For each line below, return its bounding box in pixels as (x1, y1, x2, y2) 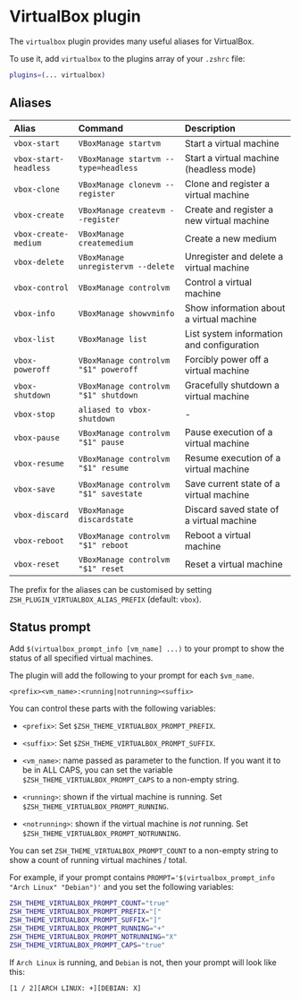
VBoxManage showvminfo (78, 308, 175, 319)
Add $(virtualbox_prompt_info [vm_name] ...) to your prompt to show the (9, 643, 285, 654)
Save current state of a (184, 477, 281, 490)
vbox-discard (13, 509, 70, 520)
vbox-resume (13, 458, 65, 468)
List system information (184, 327, 283, 339)
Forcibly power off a (184, 353, 270, 365)
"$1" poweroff (78, 364, 138, 374)
